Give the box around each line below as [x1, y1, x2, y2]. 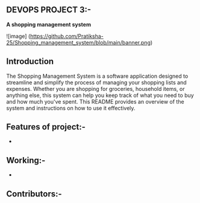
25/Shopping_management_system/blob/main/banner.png [6, 39, 151, 46]
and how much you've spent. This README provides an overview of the [6, 98, 185, 105]
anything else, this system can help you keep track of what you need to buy [6, 92, 194, 99]
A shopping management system [6, 20, 92, 28]
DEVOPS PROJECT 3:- [6, 5, 92, 15]
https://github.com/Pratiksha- [30, 33, 104, 40]
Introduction [6, 57, 54, 67]
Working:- [6, 155, 46, 165]
